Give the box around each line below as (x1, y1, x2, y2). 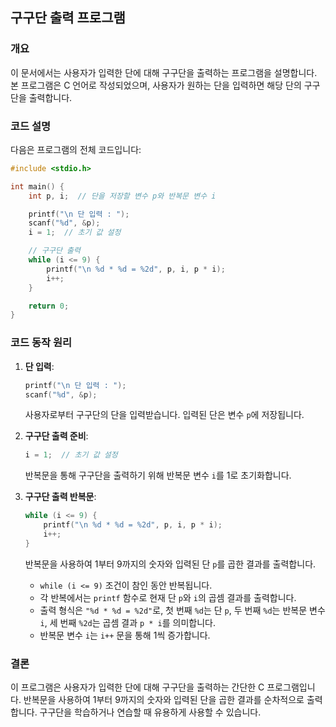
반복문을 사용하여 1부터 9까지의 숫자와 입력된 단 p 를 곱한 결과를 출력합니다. (24, 558, 317, 570)
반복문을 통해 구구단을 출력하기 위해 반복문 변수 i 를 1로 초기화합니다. (24, 469, 292, 482)
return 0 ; (28, 301, 70, 311)
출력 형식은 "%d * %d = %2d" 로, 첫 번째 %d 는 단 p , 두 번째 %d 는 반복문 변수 (39, 604, 326, 616)
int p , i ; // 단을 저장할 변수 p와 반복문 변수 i (28, 191, 217, 201)
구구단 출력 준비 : (24, 430, 89, 442)
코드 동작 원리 (10, 336, 73, 350)
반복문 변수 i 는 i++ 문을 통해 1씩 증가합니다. (39, 629, 211, 641)
